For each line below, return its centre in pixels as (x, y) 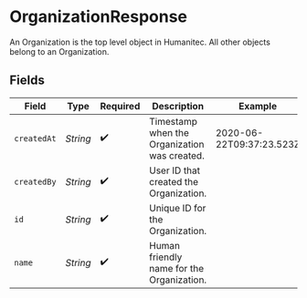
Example (258, 106)
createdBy (35, 181)
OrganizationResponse (99, 17)
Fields (27, 81)
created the (174, 181)
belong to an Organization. (59, 51)
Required (120, 106)
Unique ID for (178, 208)
